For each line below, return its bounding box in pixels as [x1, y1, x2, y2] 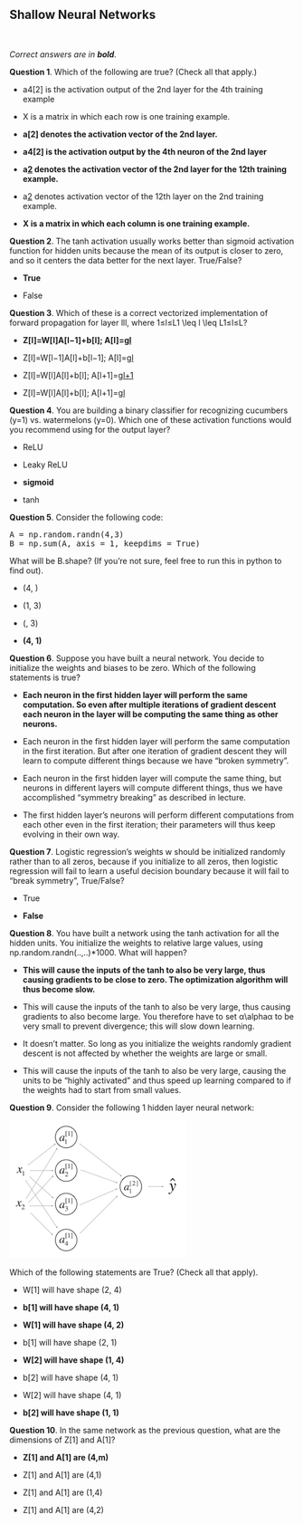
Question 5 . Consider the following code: [9, 512, 164, 522]
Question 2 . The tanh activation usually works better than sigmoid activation [9, 235, 295, 246]
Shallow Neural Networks [9, 7, 156, 23]
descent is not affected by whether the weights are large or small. [22, 1048, 268, 1059]
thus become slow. [22, 983, 96, 994]
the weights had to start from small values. [22, 1084, 182, 1095]
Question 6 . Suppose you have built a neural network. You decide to [9, 652, 265, 664]
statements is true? [9, 672, 81, 683]
